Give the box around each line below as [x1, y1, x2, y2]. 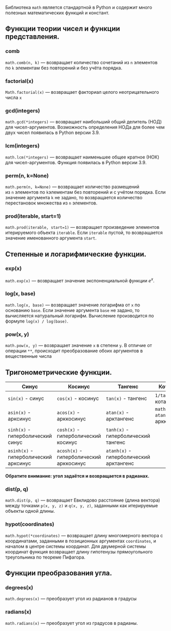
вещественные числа [5, 353, 52, 359]
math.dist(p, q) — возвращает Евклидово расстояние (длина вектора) [5, 497, 160, 504]
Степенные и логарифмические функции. [5, 250, 147, 258]
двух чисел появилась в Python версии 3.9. [5, 129, 100, 136]
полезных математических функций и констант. [5, 10, 109, 16]
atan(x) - [106, 409, 129, 416]
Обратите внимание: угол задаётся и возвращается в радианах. [5, 472, 150, 479]
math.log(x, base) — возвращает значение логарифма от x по [5, 302, 140, 308]
